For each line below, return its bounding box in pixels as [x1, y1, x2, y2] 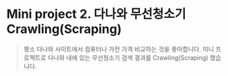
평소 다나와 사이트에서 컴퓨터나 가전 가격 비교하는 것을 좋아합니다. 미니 [23, 45, 214, 53]
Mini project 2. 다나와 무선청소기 [6, 6, 186, 22]
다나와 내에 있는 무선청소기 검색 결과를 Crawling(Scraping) [47, 53, 209, 62]
